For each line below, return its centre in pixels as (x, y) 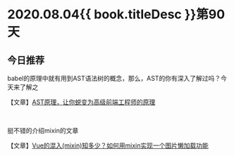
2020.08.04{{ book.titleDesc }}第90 (116, 14)
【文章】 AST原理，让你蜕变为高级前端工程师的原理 (81, 102)
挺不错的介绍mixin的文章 (43, 130)
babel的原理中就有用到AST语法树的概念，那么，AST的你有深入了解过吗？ (114, 78)
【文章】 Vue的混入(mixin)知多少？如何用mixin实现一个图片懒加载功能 (108, 145)
